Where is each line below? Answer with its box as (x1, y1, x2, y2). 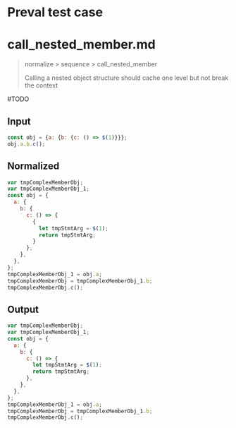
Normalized (7, 160, 60, 172)
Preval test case (7, 4, 104, 20)
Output (7, 303, 39, 315)
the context (24, 81, 58, 90)
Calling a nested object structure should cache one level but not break (24, 73, 229, 82)
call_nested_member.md (7, 37, 156, 53)
